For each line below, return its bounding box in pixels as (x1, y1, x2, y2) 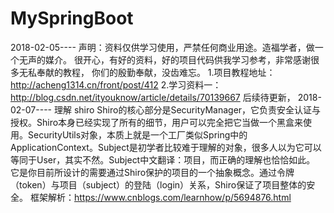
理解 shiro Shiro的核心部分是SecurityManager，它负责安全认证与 (53, 103, 322, 116)
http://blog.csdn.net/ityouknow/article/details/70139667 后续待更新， (10, 91, 296, 103)
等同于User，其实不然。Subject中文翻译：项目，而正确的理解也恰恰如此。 (10, 153, 316, 166)
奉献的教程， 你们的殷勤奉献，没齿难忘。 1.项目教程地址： (36, 66, 276, 78)
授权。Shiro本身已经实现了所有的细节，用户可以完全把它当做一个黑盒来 (10, 116, 304, 128)
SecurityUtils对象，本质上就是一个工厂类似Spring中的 (27, 128, 248, 141)
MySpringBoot (10, 7, 134, 30)
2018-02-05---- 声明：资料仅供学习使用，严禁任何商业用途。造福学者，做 (10, 41, 315, 53)
